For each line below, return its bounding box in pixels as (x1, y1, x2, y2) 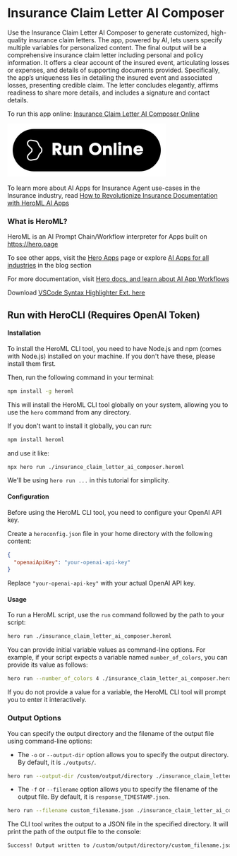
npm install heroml (7, 436, 65, 443)
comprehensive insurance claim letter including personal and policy (7, 51, 204, 59)
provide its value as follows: (7, 660, 88, 669)
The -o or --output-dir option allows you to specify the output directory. (17, 750, 229, 759)
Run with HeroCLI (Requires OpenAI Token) (7, 309, 200, 321)
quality (7, 35, 28, 44)
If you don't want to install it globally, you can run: (7, 422, 152, 430)
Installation (7, 328, 41, 337)
